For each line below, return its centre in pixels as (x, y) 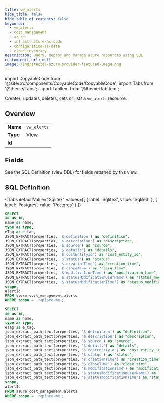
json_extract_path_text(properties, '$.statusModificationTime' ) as (76, 378)
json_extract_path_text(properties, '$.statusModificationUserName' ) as (81, 373)
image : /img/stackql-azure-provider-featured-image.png (63, 64)
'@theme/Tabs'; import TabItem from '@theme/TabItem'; (62, 89)
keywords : (15, 23)
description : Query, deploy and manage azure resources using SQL (74, 55)
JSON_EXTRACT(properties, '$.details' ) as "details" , (61, 250)
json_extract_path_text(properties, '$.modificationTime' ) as (70, 369)
